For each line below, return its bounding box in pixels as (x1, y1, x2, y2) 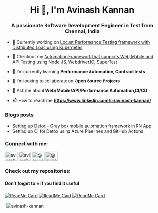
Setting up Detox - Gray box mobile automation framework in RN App (12, 123, 152, 129)
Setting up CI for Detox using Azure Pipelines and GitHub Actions (12, 128, 143, 134)
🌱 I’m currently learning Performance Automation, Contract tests (12, 69, 145, 75)
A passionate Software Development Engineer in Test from (11, 22, 153, 29)
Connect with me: (5, 140, 48, 147)
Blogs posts (5, 111, 34, 118)
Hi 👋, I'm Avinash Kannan (30, 4, 135, 16)
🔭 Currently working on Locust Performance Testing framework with (12, 39, 150, 45)
